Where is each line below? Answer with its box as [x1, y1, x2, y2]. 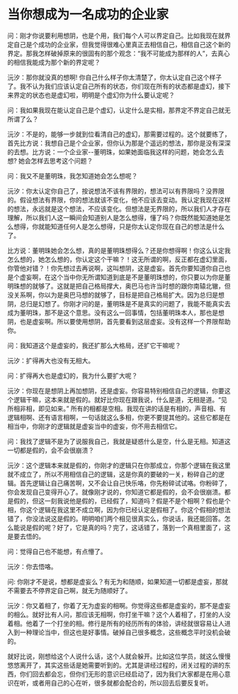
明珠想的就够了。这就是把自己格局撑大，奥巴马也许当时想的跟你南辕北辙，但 [7, 281, 231, 290]
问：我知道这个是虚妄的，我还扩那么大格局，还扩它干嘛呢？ [7, 341, 181, 349]
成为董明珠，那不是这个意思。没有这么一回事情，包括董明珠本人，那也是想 [7, 308, 225, 317]
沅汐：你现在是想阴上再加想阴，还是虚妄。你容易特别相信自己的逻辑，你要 [7, 386, 225, 395]
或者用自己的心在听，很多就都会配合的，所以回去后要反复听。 [31, 678, 212, 687]
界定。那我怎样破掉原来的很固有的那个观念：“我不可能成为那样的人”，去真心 [7, 49, 230, 58]
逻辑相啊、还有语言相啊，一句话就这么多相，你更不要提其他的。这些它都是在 [7, 413, 231, 421]
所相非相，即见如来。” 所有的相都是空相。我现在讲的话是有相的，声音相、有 [7, 404, 227, 413]
